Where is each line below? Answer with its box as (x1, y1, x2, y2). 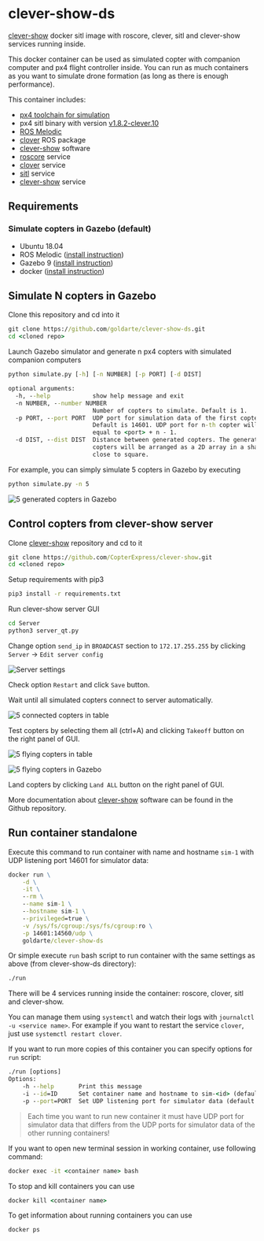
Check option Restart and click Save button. (8, 680, 151, 689)
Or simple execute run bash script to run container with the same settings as (8, 950, 255, 961)
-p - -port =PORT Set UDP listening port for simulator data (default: (22, 1097, 258, 1105)
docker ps (8, 1226, 41, 1234)
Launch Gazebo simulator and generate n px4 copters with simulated (8, 347, 232, 357)
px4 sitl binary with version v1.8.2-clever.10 (19, 118, 159, 128)
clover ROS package (19, 135, 86, 144)
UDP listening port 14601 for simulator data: (8, 855, 149, 865)
